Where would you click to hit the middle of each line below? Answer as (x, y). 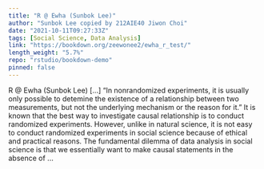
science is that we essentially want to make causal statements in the (121, 149)
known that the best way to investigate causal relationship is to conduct (126, 116)
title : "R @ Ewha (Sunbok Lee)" (62, 16)
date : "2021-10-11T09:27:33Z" (59, 30)
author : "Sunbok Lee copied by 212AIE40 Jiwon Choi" (98, 23)
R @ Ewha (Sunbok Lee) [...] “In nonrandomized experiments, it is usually (129, 90)
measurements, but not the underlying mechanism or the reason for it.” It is (132, 107)
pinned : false (32, 68)
